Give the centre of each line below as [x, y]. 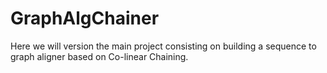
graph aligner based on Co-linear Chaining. [99, 56]
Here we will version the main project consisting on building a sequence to [163, 46]
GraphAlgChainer [85, 18]
